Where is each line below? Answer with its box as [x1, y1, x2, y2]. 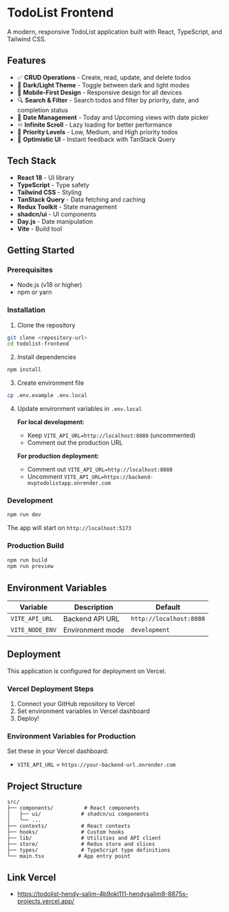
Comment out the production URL [27, 438, 123, 447]
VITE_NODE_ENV [10, 626, 57, 634]
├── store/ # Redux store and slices [7, 841, 155, 848]
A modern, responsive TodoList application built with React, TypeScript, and [7, 28, 222, 36]
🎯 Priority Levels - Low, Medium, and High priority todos [17, 127, 178, 136]
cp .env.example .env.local [7, 392, 88, 399]
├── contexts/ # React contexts [7, 823, 131, 830]
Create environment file [17, 379, 85, 387]
